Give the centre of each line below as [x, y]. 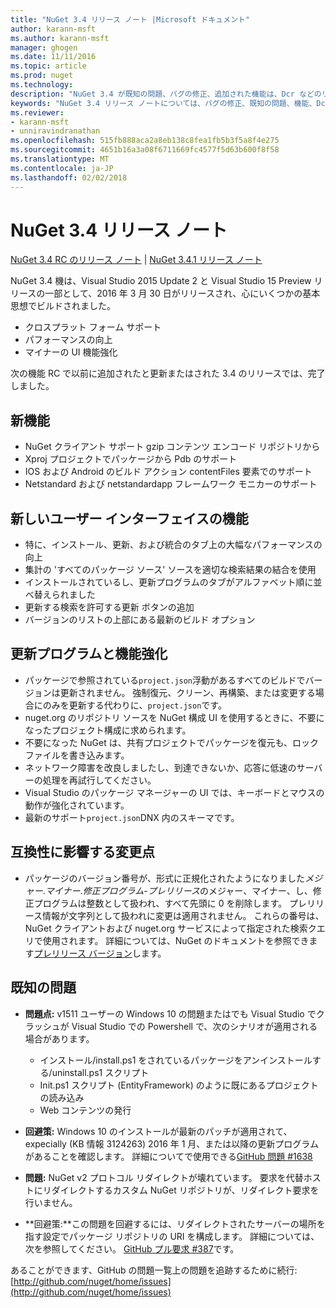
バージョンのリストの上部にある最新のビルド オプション [140, 620]
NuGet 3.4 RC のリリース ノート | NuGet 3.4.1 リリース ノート [136, 260]
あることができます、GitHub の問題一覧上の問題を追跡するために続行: [154, 1270]
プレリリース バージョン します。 [100, 953]
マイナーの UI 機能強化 [71, 352]
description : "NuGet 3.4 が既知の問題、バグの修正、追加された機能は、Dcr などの [166, 94]
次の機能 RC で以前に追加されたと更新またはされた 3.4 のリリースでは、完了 [168, 373]
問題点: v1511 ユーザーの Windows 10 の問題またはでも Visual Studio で [170, 1013]
